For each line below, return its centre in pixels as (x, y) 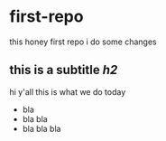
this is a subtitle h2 (64, 70)
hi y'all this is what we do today (68, 91)
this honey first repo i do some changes (83, 42)
